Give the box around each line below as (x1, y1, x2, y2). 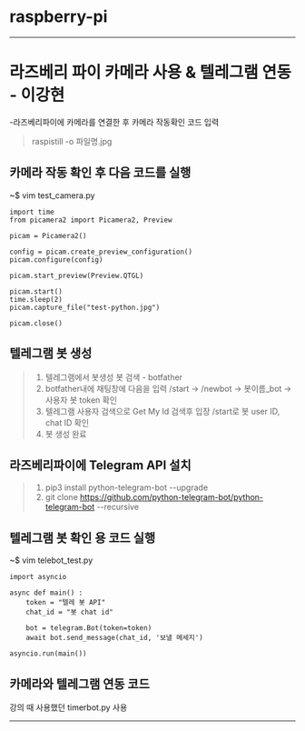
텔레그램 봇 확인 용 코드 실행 (9, 530, 156, 546)
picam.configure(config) (9, 255, 103, 265)
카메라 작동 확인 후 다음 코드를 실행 (9, 165, 192, 181)
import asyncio (9, 573, 67, 582)
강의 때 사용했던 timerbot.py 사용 (9, 702, 128, 713)
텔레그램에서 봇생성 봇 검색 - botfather (44, 371, 183, 383)
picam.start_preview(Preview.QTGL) (9, 271, 144, 280)
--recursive (96, 502, 139, 513)
